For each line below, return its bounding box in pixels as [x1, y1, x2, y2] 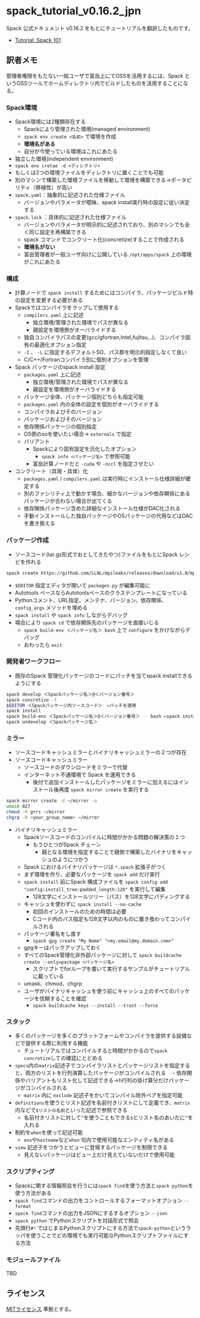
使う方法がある [14, 1189, 52, 1197]
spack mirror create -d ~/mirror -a [6, 798, 97, 804]
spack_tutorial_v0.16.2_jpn [6, 4, 142, 18]
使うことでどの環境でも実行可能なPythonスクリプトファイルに [30, 1232, 184, 1239]
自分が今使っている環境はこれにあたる [23, 148, 118, 155]
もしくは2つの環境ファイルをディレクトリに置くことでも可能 [14, 169, 164, 176]
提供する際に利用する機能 [25, 1040, 88, 1047]
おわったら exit [23, 641, 62, 648]
